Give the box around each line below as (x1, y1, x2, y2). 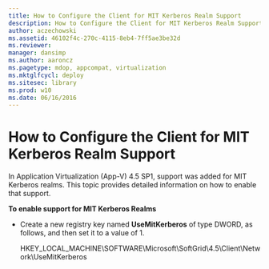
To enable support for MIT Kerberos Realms (8, 204, 157, 214)
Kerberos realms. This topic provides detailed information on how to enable (8, 180, 257, 190)
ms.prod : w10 (8, 86, 52, 94)
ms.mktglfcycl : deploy (8, 71, 84, 79)
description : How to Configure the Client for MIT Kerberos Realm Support (8, 19, 263, 27)
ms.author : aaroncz (8, 57, 74, 65)
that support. (8, 189, 51, 199)
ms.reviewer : (8, 42, 52, 50)
